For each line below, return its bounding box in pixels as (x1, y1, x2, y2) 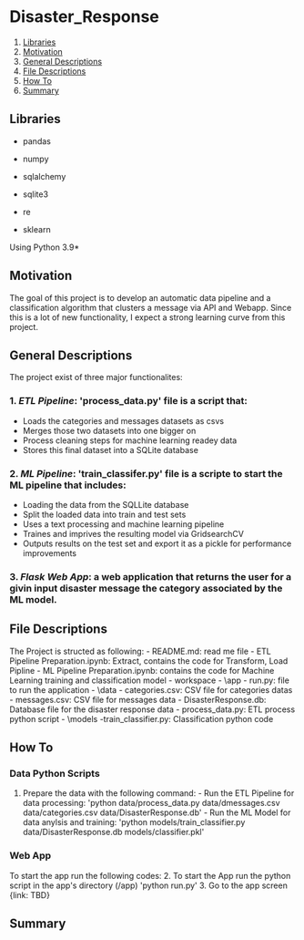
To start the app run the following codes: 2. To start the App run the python (9, 870, 291, 881)
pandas (22, 135, 52, 147)
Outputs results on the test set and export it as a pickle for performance (22, 538, 292, 549)
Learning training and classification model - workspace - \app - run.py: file (9, 675, 289, 686)
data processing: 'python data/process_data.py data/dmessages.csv (22, 798, 280, 809)
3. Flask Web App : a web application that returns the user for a (9, 570, 292, 583)
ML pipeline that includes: (9, 479, 127, 491)
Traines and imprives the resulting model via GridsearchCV (22, 528, 244, 539)
